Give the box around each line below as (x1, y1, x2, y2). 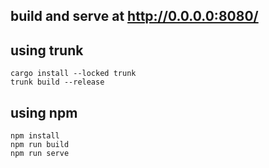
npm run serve (10, 149, 70, 159)
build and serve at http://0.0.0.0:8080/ (10, 8, 259, 25)
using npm (10, 104, 78, 121)
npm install (10, 131, 60, 141)
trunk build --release (10, 77, 105, 88)
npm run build (10, 140, 70, 150)
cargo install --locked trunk (10, 69, 137, 79)
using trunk (10, 42, 84, 59)
